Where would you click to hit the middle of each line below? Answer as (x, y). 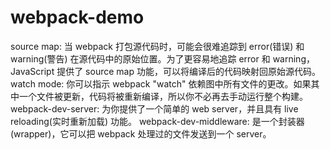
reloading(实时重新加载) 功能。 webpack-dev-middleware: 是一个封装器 (157, 121)
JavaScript (32, 71)
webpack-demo (77, 17)
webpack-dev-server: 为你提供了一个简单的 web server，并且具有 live (154, 108)
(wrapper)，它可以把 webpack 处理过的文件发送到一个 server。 (141, 133)
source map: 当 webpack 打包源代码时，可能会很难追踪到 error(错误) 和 (157, 46)
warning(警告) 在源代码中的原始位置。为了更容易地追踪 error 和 (140, 58)
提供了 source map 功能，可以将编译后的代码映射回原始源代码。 (188, 71)
